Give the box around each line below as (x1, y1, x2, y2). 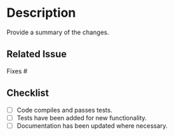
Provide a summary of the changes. (6, 28, 110, 36)
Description (6, 5, 76, 21)
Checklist (6, 87, 50, 99)
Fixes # (6, 66, 28, 75)
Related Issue (6, 48, 67, 60)
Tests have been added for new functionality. (16, 113, 147, 122)
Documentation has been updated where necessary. (16, 121, 168, 130)
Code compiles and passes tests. (16, 106, 113, 114)
